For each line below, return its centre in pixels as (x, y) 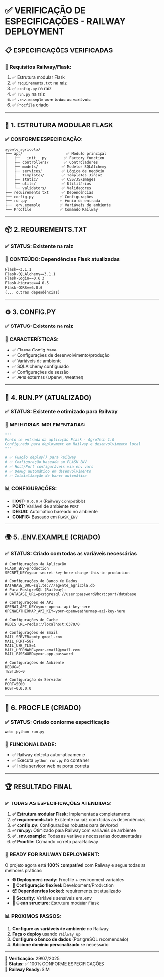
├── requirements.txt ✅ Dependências (49, 192)
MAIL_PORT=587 (20, 641)
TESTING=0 (15, 671)
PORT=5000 (15, 684)
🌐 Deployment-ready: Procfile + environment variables (68, 880)
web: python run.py (25, 732)
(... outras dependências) (32, 292)
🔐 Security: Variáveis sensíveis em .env (52, 898)
